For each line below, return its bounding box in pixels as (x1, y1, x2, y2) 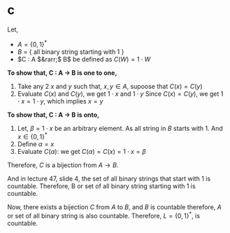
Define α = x (17, 140, 55, 148)
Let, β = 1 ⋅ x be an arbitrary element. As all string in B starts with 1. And (17, 124, 224, 132)
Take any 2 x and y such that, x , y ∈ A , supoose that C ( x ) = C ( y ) (17, 82, 203, 90)
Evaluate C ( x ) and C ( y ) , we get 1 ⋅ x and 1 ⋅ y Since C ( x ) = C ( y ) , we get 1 (17, 90, 224, 98)
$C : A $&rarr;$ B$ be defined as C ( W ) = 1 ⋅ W (17, 55, 151, 63)
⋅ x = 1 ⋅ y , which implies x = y (17, 97, 103, 105)
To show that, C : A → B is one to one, (7, 69, 117, 77)
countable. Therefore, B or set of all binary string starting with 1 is (7, 182, 196, 190)
